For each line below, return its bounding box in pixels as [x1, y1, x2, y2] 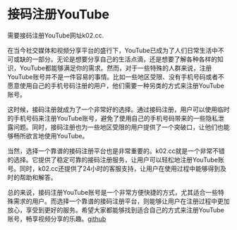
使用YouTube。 [44, 131, 89, 140]
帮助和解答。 [19, 173, 57, 181]
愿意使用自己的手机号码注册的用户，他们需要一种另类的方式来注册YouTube [7, 81, 224, 90]
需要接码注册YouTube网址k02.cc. [7, 31, 104, 40]
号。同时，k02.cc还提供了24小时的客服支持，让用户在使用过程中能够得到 [7, 164, 221, 173]
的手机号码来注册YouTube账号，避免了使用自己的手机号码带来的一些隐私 [7, 114, 219, 122]
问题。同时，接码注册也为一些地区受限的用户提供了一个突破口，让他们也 [13, 123, 224, 131]
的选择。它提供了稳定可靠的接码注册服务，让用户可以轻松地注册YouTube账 [7, 155, 224, 164]
